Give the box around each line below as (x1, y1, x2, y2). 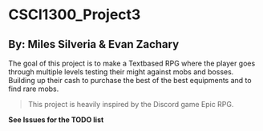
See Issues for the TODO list (8, 115, 104, 125)
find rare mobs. (8, 84, 59, 93)
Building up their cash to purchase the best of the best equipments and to (8, 76, 252, 85)
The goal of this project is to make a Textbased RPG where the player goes (8, 58, 256, 68)
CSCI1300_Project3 (8, 6, 141, 24)
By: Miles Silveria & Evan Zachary (8, 38, 180, 51)
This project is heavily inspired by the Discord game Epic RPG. (27, 100, 234, 109)
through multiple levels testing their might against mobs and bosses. (8, 67, 234, 77)
